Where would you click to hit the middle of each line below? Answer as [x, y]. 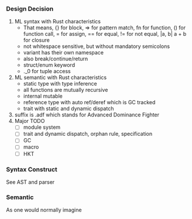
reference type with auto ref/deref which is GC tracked [89, 102]
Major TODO [30, 121]
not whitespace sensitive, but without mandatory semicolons [97, 46]
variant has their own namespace [64, 53]
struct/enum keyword [49, 65]
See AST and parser [30, 182]
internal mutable [43, 96]
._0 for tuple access [47, 71]
